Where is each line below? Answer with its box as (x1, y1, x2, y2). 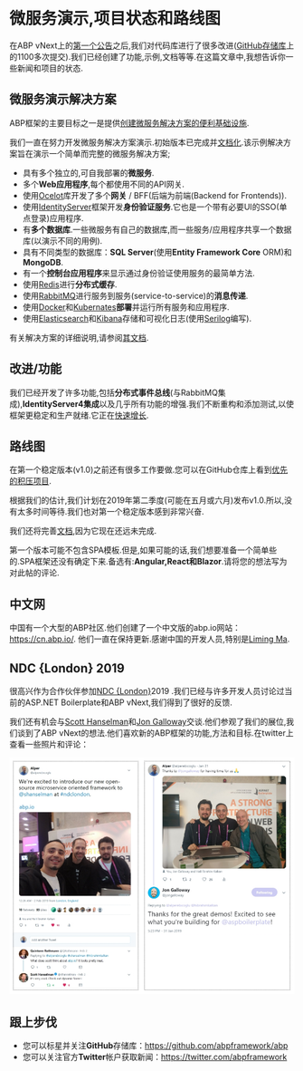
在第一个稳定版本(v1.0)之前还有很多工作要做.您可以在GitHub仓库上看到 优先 (9, 464, 288, 476)
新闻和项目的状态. (16, 63, 84, 73)
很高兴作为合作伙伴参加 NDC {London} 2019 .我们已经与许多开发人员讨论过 (9, 686, 285, 696)
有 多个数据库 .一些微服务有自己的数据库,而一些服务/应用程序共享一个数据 (22, 224, 292, 235)
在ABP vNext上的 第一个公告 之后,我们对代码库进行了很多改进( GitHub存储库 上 (9, 40, 295, 51)
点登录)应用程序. (22, 212, 84, 223)
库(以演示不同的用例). (22, 235, 103, 246)
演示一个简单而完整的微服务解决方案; (33, 148, 171, 159)
